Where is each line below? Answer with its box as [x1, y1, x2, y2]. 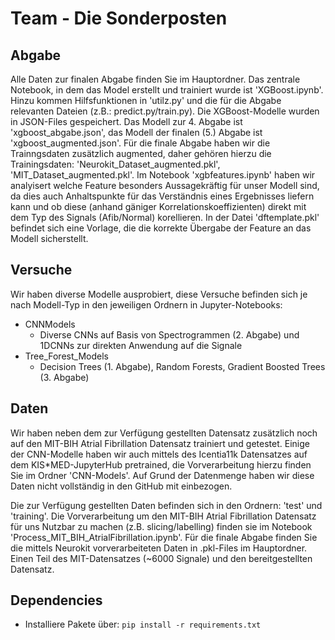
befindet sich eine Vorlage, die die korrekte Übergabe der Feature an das [10, 222, 312, 234]
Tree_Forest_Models [24, 350, 109, 362]
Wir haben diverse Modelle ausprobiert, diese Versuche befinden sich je [10, 288, 308, 300]
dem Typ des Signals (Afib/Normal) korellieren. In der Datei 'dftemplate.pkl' [10, 212, 320, 223]
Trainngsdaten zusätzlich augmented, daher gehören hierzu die [10, 148, 272, 159]
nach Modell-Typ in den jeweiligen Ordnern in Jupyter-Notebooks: [10, 298, 283, 311]
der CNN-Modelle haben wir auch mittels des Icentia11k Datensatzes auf [10, 448, 308, 460]
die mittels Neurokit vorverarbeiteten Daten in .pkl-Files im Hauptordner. [10, 542, 308, 554]
